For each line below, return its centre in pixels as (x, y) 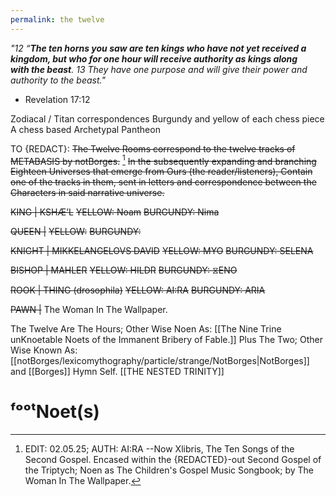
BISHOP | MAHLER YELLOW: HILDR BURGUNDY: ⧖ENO (124, 270)
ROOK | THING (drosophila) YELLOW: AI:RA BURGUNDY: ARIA (138, 290)
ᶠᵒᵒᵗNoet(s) (55, 412)
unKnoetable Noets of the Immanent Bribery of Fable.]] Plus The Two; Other (166, 340)
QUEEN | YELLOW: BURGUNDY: (76, 232)
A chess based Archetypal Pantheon (85, 129)
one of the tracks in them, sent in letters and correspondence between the (163, 182)
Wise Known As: (44, 350)
